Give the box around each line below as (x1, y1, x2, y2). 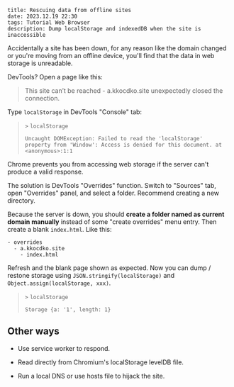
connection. (24, 94, 60, 102)
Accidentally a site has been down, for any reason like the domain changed (7, 44, 227, 52)
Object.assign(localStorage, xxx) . (7, 279, 111, 287)
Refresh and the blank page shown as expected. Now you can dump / (7, 264, 211, 272)
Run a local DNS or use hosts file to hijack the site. (17, 371, 165, 380)
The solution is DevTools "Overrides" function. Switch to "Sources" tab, (7, 181, 216, 189)
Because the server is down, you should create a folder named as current (7, 210, 225, 218)
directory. (7, 196, 35, 205)
